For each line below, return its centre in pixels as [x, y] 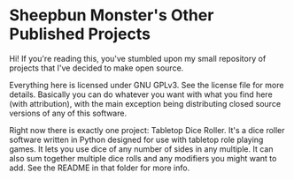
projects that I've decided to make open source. [97, 68]
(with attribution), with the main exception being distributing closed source [145, 103]
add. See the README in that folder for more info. [100, 168]
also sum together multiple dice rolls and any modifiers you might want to [143, 158]
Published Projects [80, 34]
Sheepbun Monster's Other [112, 15]
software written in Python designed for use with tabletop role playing [136, 139]
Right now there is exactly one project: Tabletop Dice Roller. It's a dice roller [147, 130]
